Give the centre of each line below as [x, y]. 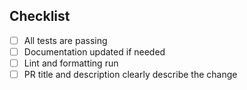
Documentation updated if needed [94, 51]
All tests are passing [65, 40]
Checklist [40, 16]
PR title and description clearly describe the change [130, 74]
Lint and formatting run [71, 63]
